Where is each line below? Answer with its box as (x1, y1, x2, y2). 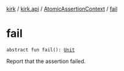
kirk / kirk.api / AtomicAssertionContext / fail (6, 6, 118, 12)
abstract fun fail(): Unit (6, 47, 75, 53)
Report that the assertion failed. (6, 58, 86, 65)
